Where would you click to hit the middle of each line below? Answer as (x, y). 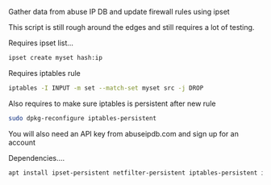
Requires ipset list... (41, 43)
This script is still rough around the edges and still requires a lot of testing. (131, 27)
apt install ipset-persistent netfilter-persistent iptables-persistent (133, 173)
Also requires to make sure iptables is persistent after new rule (112, 103)
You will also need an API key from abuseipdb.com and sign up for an (124, 133)
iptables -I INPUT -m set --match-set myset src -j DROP (106, 88)
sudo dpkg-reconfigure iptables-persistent (83, 118)
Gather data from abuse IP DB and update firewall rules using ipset (119, 12)
